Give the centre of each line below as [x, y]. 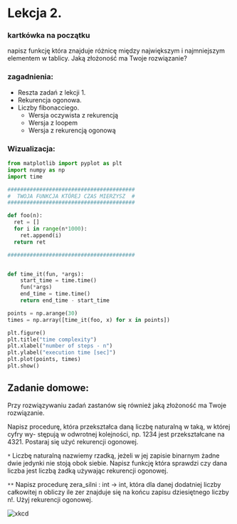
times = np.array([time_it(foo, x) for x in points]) [89, 320]
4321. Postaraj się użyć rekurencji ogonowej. [73, 441]
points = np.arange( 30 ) [43, 313]
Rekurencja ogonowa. [49, 100]
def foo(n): [25, 216]
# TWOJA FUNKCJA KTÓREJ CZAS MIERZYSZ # [71, 196]
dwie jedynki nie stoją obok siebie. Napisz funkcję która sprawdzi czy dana [117, 463]
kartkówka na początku [49, 36]
